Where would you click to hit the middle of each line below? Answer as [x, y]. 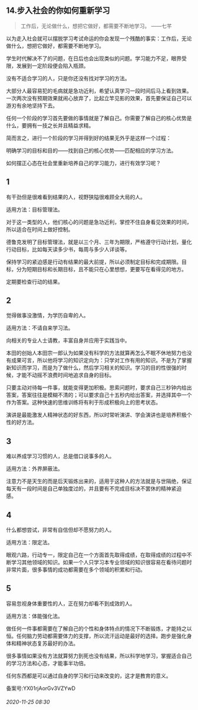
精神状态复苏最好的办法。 [47, 643]
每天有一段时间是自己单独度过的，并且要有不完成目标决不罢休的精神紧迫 [94, 489]
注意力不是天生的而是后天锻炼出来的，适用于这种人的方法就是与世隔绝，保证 [99, 481]
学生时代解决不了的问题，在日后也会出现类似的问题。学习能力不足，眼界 [94, 58]
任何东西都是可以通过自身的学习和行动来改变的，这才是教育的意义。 [89, 676]
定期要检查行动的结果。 [34, 281]
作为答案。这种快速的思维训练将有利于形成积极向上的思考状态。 [83, 402]
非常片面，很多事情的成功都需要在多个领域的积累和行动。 [76, 570]
